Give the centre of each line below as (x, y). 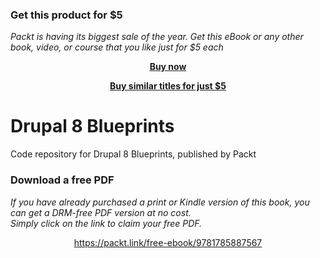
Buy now (168, 67)
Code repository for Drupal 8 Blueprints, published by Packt (133, 154)
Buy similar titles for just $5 (168, 86)
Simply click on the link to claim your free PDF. (106, 223)
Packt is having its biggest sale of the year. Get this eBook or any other (157, 37)
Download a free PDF (62, 180)
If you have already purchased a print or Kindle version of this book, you (160, 202)
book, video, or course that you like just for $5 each (117, 47)
